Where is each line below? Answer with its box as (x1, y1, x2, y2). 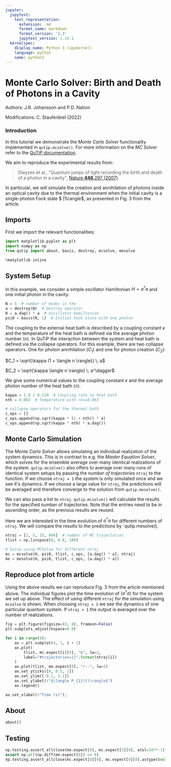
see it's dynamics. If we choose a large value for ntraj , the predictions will (5, 481, 162, 487)
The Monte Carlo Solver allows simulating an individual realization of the (5, 448, 157, 454)
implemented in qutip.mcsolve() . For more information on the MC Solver (5, 144, 157, 150)
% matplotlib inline (5, 258, 47, 263)
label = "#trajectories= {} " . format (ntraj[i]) (23, 654, 117, 660)
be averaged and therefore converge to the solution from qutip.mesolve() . (5, 486, 161, 492)
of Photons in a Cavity (5, 88, 100, 99)
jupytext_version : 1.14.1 (18, 36, 74, 41)
